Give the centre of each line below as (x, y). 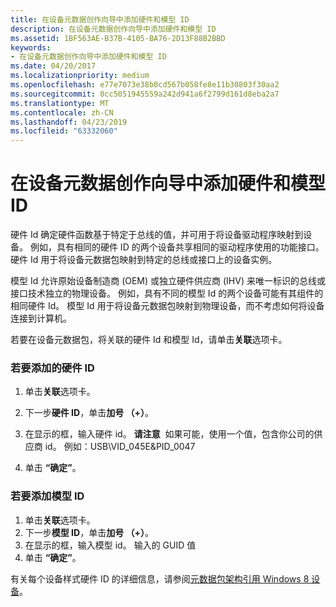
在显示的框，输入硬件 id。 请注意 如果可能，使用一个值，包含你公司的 (169, 434)
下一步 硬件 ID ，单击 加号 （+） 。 (89, 413)
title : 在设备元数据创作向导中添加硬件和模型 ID (100, 19)
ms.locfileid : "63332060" (64, 131)
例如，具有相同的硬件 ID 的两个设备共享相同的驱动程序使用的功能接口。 (177, 247)
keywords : (31, 47)
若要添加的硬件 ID (52, 368)
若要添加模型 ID (47, 496)
